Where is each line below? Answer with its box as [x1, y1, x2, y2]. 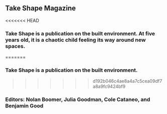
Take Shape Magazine [5, 4, 76, 13]
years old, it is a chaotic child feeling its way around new [5, 36, 146, 43]
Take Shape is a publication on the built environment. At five [5, 30, 155, 37]
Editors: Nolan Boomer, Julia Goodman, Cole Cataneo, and [5, 96, 150, 103]
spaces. [5, 42, 26, 49]
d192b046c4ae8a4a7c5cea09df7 [93, 78, 162, 84]
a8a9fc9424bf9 [93, 83, 126, 90]
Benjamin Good [5, 102, 44, 109]
